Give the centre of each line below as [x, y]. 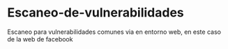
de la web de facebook [40, 39]
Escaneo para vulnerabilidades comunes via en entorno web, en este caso [114, 32]
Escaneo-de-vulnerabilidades [96, 13]
